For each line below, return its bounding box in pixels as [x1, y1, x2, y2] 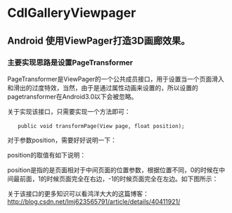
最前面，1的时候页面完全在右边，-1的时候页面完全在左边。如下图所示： [13, 174, 219, 183]
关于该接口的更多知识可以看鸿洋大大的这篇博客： [7, 189, 149, 198]
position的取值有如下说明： [7, 150, 86, 159]
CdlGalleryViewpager [7, 5, 136, 21]
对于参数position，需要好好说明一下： [7, 136, 117, 144]
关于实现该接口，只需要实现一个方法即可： [7, 107, 131, 115]
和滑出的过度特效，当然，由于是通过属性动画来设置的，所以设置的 [7, 83, 198, 92]
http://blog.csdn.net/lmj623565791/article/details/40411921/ [7, 197, 181, 205]
